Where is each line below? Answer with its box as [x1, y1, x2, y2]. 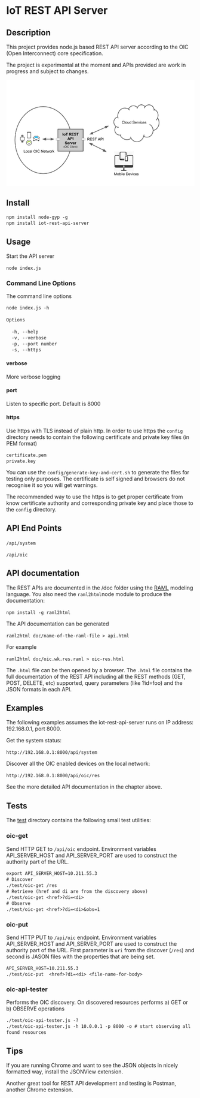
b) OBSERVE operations [6, 1005, 64, 1012]
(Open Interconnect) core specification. [6, 50, 103, 57]
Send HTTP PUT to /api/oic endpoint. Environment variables [6, 934, 157, 941]
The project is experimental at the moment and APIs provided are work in [6, 61, 186, 68]
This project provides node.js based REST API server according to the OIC [6, 43, 189, 50]
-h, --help [11, 329, 39, 335]
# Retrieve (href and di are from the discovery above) [6, 888, 148, 894]
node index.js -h [6, 305, 50, 311]
